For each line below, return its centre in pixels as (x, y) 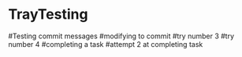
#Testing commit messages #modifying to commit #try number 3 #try (121, 36)
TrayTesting (48, 14)
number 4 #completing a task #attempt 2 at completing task (106, 44)
